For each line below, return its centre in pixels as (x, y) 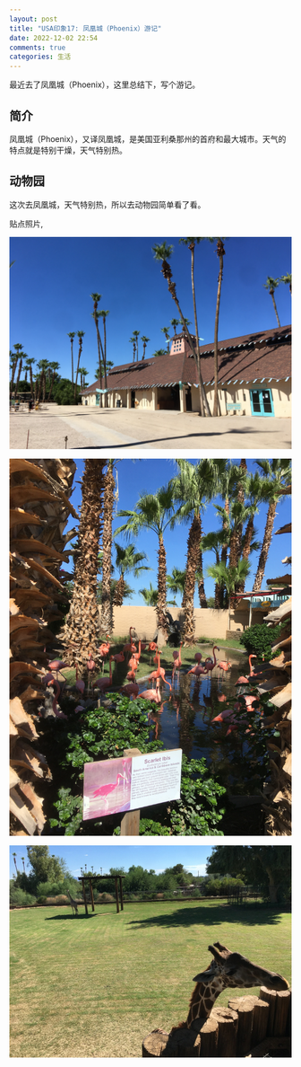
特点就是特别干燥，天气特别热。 (68, 150)
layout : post (34, 19)
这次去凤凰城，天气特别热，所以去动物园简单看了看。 (107, 204)
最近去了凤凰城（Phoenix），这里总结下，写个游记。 (105, 84)
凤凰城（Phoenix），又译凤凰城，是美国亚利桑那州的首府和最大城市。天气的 (148, 138)
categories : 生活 (40, 57)
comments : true (38, 48)
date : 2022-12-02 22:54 (54, 38)
